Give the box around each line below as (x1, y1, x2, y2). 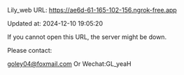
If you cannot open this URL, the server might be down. (7, 33, 167, 41)
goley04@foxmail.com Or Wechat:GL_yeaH (7, 60, 132, 68)
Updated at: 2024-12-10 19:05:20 (7, 19, 104, 27)
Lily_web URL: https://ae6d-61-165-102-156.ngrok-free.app (7, 6, 177, 14)
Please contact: (7, 47, 52, 54)
